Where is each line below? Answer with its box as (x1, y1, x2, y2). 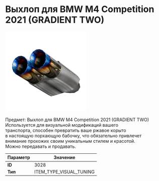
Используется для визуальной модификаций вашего (5, 122, 119, 128)
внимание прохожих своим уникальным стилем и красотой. (5, 138, 136, 144)
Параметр (7, 154, 30, 160)
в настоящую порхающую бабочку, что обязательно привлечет (5, 132, 142, 139)
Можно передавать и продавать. (5, 143, 76, 149)
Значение (53, 154, 75, 160)
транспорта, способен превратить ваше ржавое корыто (5, 127, 127, 133)
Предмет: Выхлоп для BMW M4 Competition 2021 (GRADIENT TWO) (5, 117, 149, 123)
